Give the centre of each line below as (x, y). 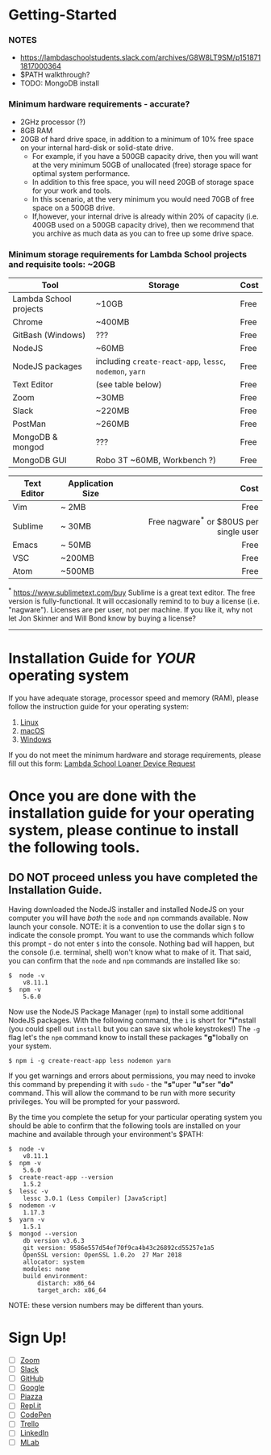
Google (32, 1388)
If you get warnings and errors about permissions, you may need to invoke (132, 1076)
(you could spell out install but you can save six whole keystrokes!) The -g (134, 1029)
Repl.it (31, 1406)
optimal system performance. (81, 173)
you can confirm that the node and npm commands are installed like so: (124, 961)
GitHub (32, 1378)
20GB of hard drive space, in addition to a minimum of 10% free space (137, 139)
